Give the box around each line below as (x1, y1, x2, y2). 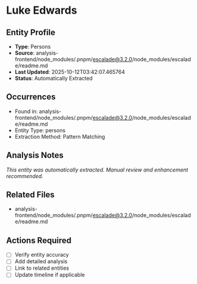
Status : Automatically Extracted (14, 75, 93, 82)
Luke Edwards (6, 4, 77, 17)
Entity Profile (6, 27, 55, 38)
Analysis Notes (6, 150, 64, 161)
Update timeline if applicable (14, 271, 85, 279)
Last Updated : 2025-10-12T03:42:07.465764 (14, 68, 126, 75)
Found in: (14, 108, 38, 115)
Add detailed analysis (14, 258, 68, 265)
